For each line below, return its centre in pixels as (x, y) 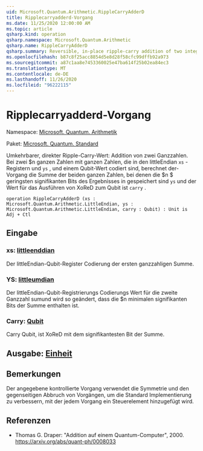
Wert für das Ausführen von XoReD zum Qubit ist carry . (76, 187)
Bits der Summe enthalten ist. (43, 305)
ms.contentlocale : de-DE (37, 74)
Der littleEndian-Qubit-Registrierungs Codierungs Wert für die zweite (92, 292)
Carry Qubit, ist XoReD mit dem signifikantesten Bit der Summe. (85, 335)
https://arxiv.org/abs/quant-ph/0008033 (65, 442)
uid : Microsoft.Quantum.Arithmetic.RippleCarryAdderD (76, 12)
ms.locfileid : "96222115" (39, 85)
